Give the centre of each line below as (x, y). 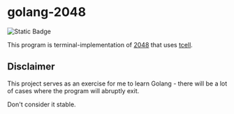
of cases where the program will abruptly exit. (73, 90)
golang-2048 (47, 12)
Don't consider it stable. (42, 104)
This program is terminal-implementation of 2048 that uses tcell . (100, 44)
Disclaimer (31, 67)
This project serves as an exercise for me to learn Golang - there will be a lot (117, 83)
